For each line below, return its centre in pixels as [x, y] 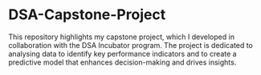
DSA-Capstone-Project [87, 15]
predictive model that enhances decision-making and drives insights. [122, 62]
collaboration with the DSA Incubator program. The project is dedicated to [130, 45]
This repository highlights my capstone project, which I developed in [122, 37]
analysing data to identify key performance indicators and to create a [122, 53]
